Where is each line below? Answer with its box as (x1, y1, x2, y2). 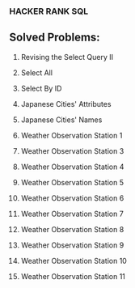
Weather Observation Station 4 (20, 162, 124, 172)
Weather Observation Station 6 (20, 193, 124, 203)
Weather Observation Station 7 (20, 209, 124, 218)
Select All (20, 67, 53, 78)
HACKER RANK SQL (9, 6, 88, 17)
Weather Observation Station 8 (20, 224, 124, 234)
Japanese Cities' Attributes (20, 99, 112, 108)
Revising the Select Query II (20, 52, 114, 61)
